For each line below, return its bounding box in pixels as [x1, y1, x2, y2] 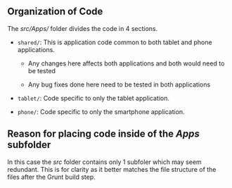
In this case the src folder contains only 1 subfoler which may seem [7, 158, 202, 166]
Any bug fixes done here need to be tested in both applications [27, 80, 211, 89]
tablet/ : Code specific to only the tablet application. [17, 94, 170, 102]
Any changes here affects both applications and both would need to [27, 59, 225, 68]
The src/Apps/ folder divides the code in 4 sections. [7, 24, 158, 32]
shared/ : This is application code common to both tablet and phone [17, 38, 212, 46]
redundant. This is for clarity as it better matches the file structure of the [7, 165, 217, 173]
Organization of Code [7, 6, 103, 18]
